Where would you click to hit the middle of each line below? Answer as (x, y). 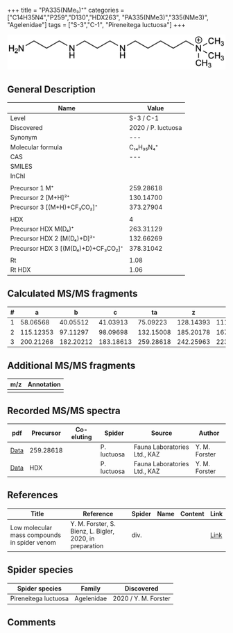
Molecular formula (36, 147)
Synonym (24, 138)
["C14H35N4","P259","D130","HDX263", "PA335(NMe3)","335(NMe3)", (108, 17)
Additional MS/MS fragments (71, 365)
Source (162, 433)
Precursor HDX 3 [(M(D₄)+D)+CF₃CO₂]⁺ (67, 248)
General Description (51, 89)
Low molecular (31, 527)
